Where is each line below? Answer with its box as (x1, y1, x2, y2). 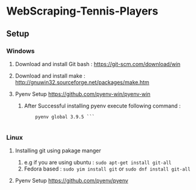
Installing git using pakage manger (15, 147, 102, 154)
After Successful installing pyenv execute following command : (24, 102, 181, 109)
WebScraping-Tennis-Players (6, 4, 158, 18)
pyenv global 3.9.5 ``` (35, 114, 95, 120)
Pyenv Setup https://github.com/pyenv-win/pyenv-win (15, 90, 151, 98)
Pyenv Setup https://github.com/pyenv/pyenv (15, 177, 129, 185)
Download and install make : (15, 72, 86, 80)
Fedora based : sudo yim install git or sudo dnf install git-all (24, 165, 191, 172)
